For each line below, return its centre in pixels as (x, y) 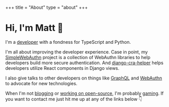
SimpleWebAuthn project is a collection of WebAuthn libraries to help (78, 57)
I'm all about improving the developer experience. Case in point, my (77, 52)
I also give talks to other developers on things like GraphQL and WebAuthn (84, 78)
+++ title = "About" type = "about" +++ (47, 7)
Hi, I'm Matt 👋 (34, 28)
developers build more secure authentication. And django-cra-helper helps (84, 63)
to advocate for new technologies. (41, 83)
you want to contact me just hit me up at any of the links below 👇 (74, 99)
